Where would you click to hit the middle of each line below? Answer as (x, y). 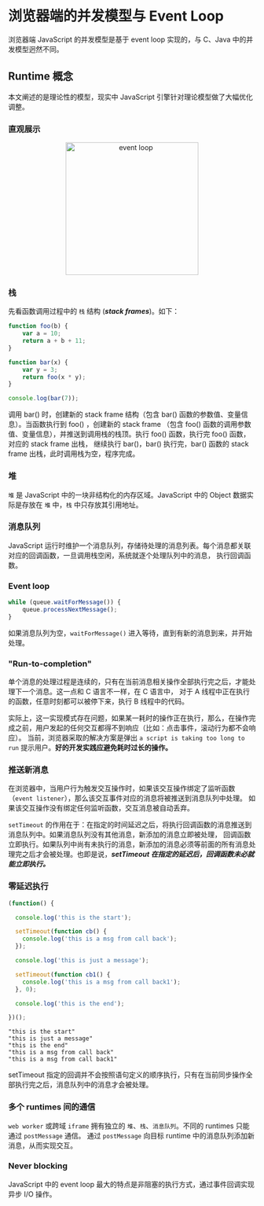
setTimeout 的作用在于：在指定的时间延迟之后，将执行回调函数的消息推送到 (130, 825)
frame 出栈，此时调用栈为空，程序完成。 (74, 454)
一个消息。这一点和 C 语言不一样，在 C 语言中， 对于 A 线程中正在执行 (136, 692)
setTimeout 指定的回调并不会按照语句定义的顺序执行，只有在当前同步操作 (127, 1075)
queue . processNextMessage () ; (70, 609)
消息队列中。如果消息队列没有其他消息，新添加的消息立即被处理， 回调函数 (130, 835)
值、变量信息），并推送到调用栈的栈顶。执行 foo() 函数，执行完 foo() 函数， (129, 434)
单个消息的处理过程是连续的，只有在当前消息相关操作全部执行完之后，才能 (128, 682)
